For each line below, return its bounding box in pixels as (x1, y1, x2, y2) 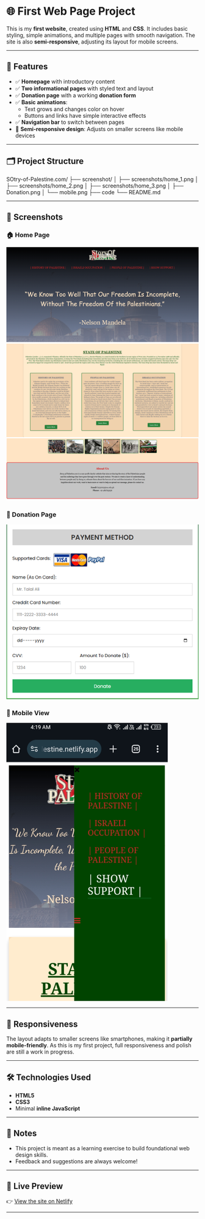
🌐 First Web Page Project (6, 4, 135, 18)
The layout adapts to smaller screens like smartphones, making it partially (6, 1035, 193, 1042)
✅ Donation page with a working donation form (15, 91, 136, 99)
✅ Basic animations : (15, 98, 68, 105)
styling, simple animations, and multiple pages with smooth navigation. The (6, 31, 195, 39)
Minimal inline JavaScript (15, 1104, 81, 1112)
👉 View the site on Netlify (6, 1198, 73, 1205)
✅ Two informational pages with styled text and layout (15, 85, 154, 92)
